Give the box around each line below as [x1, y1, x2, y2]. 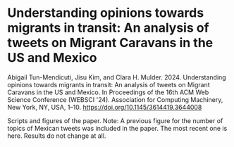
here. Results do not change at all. [7, 132, 106, 140]
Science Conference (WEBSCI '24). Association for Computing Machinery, [7, 95, 223, 103]
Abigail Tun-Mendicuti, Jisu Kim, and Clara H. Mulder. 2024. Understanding [7, 72, 227, 82]
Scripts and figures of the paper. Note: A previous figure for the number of [7, 116, 223, 124]
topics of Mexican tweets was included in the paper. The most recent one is [7, 124, 228, 132]
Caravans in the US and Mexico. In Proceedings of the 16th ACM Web [7, 88, 209, 96]
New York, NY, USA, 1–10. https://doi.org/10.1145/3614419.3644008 [7, 103, 202, 111]
